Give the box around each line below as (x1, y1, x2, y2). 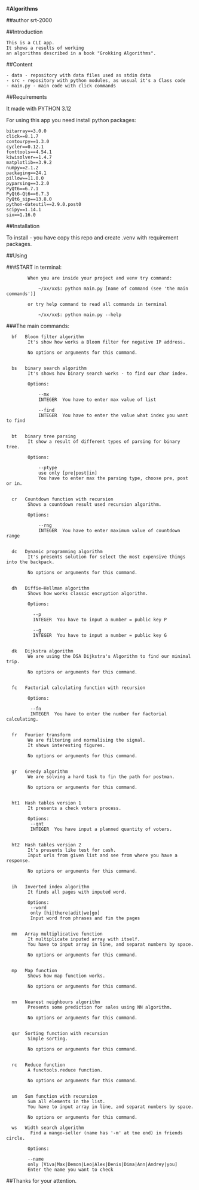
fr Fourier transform (11, 732, 71, 738)
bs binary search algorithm (11, 365, 87, 371)
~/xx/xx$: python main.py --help (38, 312, 121, 318)
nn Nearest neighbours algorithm (11, 999, 100, 1005)
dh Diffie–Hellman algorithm (11, 585, 90, 591)
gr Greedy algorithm (11, 769, 68, 775)
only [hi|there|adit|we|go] (30, 910, 100, 916)
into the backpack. (6, 559, 55, 565)
